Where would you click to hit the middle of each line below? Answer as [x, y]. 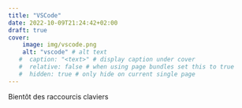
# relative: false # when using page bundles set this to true [127, 67]
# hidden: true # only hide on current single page [107, 74]
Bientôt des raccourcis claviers [58, 96]
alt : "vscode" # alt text [65, 52]
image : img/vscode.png [60, 45]
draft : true [28, 30]
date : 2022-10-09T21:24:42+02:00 [63, 23]
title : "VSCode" [35, 15]
